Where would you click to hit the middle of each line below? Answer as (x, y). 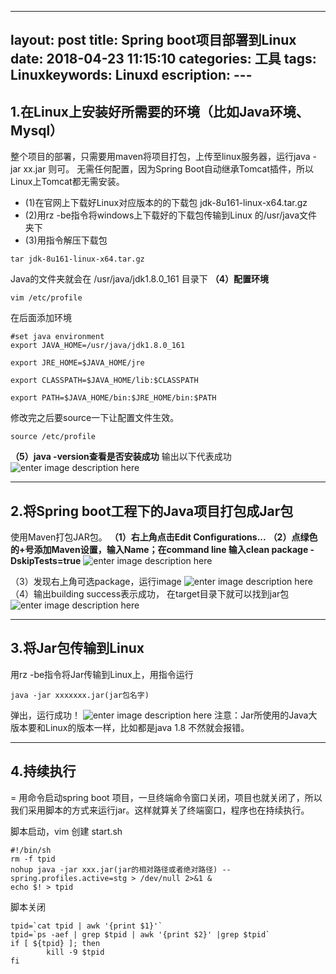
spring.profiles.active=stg (69, 878)
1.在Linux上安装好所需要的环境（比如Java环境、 (160, 111)
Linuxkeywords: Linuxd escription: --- (131, 75)
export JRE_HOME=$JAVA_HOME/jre (77, 363)
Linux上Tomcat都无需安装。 (67, 182)
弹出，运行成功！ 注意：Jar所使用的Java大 (164, 715)
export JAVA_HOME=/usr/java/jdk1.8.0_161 (98, 346)
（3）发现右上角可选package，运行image (96, 582)
